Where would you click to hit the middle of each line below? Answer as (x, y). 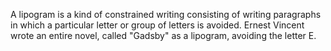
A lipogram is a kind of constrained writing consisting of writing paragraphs (166, 14)
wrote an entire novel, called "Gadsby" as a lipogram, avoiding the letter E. (163, 35)
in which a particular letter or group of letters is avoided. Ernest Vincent (157, 25)
